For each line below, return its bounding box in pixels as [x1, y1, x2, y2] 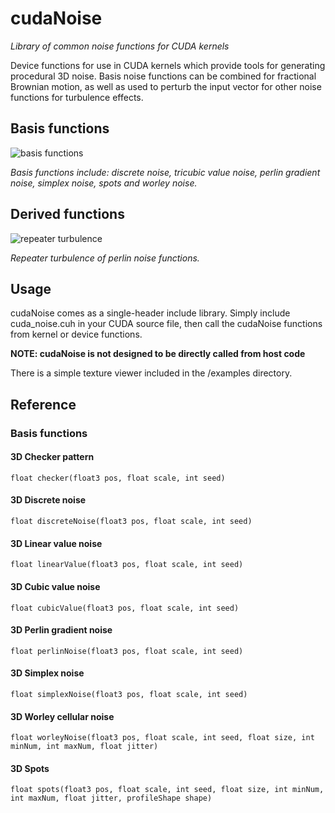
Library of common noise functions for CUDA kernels [10, 40, 230, 52]
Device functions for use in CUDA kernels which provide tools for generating [10, 59, 326, 71]
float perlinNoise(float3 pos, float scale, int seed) [10, 646, 244, 656]
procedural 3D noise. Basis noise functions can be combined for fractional [10, 70, 317, 82]
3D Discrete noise [10, 494, 87, 506]
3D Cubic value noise [10, 580, 101, 592]
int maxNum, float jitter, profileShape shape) [10, 793, 213, 804]
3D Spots [10, 762, 50, 774]
